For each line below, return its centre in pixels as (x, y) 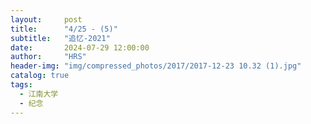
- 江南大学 (39, 94)
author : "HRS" (48, 57)
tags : (21, 85)
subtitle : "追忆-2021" (60, 38)
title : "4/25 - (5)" (64, 29)
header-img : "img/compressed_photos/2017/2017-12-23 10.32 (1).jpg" (156, 66)
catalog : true (40, 76)
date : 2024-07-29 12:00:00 (80, 47)
